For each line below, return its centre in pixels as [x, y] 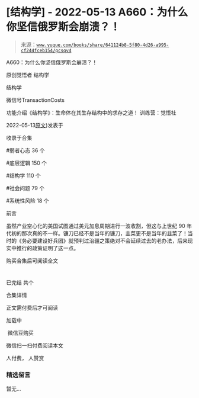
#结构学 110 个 [23, 175]
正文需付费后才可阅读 [32, 308]
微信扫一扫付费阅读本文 [35, 346]
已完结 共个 [20, 283]
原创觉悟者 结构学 [28, 75]
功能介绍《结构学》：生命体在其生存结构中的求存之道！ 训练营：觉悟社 [91, 113]
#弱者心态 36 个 [26, 150]
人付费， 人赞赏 [25, 358]
